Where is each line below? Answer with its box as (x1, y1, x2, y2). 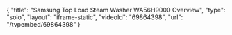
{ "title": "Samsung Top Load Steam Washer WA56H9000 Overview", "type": (6, 6, 226, 14)
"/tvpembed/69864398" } (6, 21, 81, 28)
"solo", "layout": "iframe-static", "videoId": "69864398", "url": (6, 13, 183, 21)
